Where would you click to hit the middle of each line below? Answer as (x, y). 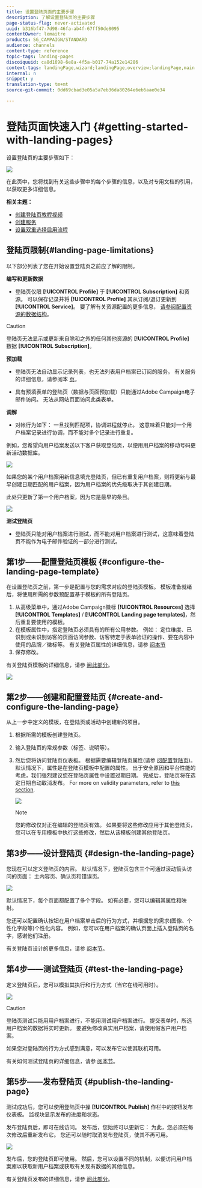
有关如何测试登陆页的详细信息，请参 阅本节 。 (62, 1061)
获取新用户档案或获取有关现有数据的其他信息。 (80, 1166)
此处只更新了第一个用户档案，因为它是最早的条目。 (69, 497)
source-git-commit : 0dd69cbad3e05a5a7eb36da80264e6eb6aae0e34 (86, 90)
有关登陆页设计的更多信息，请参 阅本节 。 (57, 949)
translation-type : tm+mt (37, 85)
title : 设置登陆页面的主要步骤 (40, 12)
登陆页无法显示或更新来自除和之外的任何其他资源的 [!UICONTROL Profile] (98, 338)
